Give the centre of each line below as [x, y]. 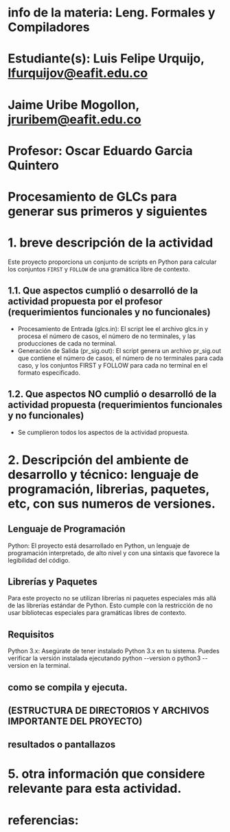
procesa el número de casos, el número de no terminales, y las [107, 336]
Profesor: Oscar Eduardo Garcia [100, 151]
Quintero [33, 165]
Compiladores [49, 27]
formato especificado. [49, 372]
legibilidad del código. [39, 560]
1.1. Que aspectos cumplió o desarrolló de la [103, 291]
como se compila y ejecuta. [68, 687]
